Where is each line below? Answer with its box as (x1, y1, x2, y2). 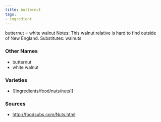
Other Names (5, 48, 38, 55)
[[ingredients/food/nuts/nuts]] (12, 88, 73, 94)
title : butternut (5, 7, 41, 12)
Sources (5, 100, 26, 107)
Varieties (5, 76, 27, 83)
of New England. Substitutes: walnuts (5, 35, 82, 41)
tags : (5, 12, 16, 17)
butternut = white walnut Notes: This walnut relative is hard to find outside (5, 30, 157, 36)
